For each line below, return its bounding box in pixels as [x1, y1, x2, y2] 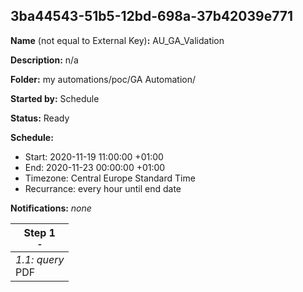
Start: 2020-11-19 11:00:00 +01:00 [24, 150, 164, 163]
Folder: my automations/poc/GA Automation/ [10, 73, 197, 85]
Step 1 [23, 225, 56, 239]
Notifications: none [10, 202, 92, 214]
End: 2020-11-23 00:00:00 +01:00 [24, 161, 166, 173]
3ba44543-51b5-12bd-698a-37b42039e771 [10, 8, 294, 25]
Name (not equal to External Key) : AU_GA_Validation [10, 34, 225, 46]
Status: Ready [10, 112, 70, 124]
